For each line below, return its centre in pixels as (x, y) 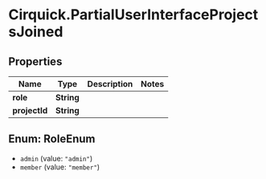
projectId (30, 110)
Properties (35, 61)
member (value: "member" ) (60, 167)
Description (110, 84)
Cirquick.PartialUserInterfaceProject (133, 15)
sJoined (36, 32)
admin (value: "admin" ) (56, 158)
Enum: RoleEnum (52, 139)
